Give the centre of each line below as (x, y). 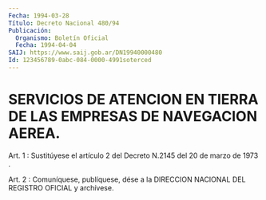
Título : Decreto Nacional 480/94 (64, 23)
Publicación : (30, 30)
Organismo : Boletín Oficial (62, 38)
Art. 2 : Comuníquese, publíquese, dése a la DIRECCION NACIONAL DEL (127, 179)
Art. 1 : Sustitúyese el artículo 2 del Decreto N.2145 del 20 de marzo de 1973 (133, 155)
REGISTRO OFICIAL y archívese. (61, 187)
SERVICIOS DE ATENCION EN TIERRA (133, 100)
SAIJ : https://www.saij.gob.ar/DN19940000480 (85, 53)
